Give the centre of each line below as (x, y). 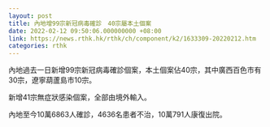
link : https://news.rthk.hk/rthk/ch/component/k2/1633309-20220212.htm (132, 38)
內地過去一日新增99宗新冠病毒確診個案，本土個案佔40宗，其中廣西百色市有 (135, 70)
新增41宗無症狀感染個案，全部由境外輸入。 (80, 97)
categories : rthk (38, 46)
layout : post (30, 16)
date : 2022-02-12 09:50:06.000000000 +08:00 (85, 31)
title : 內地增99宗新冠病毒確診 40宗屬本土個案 (80, 23)
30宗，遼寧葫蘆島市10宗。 (52, 80)
